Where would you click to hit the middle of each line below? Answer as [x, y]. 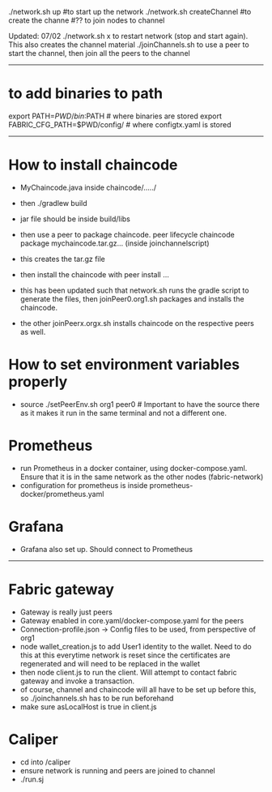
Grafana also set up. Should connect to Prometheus [106, 549]
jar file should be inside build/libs [75, 219]
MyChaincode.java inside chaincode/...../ [88, 187]
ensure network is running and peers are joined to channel [118, 770]
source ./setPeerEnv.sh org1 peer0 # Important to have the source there [140, 404]
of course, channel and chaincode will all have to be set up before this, [138, 689]
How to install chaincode [93, 165]
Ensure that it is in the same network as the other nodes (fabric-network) [142, 477]
